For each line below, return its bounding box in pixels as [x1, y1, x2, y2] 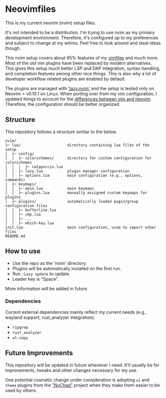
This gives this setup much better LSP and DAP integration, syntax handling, [5, 65, 161, 71]
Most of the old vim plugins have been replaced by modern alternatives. [5, 60, 152, 66]
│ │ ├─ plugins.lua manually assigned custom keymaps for [5, 190, 148, 195]
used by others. [5, 387, 37, 393]
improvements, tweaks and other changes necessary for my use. [5, 367, 138, 373]
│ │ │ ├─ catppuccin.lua [5, 164, 63, 169]
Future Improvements [5, 349, 73, 357]
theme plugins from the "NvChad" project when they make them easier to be [5, 382, 160, 388]
